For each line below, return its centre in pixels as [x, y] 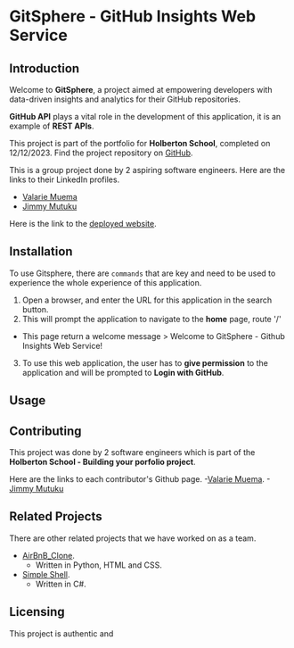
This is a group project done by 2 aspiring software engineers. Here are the [147, 170]
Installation [41, 252]
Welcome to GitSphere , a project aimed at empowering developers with [141, 90]
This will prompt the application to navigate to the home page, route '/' [152, 319]
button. [35, 309]
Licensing [37, 612]
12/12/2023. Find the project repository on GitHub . [101, 153]
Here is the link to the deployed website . [83, 224]
